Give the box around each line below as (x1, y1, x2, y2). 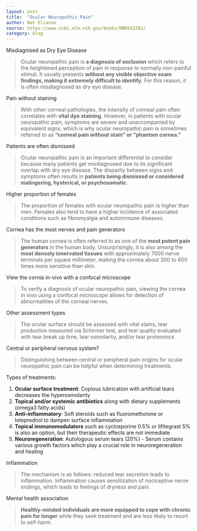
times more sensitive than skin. (20, 263, 96, 270)
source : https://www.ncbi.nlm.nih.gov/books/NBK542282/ (6, 25, 146, 31)
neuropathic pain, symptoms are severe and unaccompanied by (20, 119, 175, 126)
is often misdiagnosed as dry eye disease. (20, 83, 123, 90)
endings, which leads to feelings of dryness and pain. (20, 483, 151, 490)
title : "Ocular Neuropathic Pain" (6, 14, 94, 20)
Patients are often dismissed (6, 143, 75, 150)
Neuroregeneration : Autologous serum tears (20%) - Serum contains (14, 435, 183, 442)
